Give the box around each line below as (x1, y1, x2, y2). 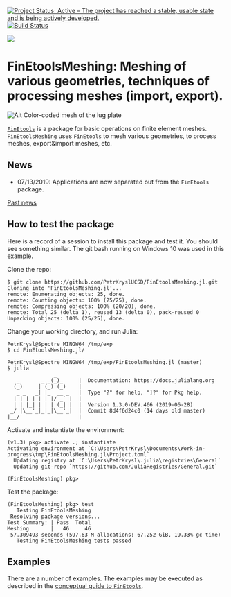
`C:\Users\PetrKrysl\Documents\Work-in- (87, 444, 206, 452)
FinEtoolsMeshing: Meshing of (7, 59, 187, 74)
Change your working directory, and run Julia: (7, 327, 138, 336)
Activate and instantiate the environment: (7, 425, 124, 433)
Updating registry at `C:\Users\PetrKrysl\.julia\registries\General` (13, 457, 221, 464)
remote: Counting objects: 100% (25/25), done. (7, 297, 147, 304)
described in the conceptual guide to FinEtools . (7, 582, 144, 590)
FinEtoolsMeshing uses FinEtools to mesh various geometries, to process (7, 132, 216, 140)
